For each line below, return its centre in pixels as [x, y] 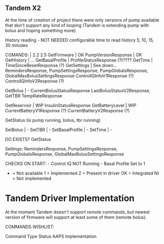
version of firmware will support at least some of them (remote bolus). [76, 217]
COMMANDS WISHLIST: [30, 227]
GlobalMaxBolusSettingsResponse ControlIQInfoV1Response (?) [69, 75]
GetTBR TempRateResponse [34, 96]
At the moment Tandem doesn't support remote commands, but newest [77, 212]
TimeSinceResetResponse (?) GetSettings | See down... [61, 65]
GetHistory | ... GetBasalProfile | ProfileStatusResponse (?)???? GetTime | [79, 60]
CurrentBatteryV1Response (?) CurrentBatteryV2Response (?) [68, 110]
